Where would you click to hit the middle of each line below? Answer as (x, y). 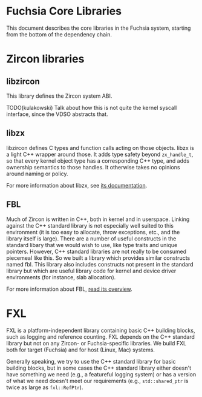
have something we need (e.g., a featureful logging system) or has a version (101, 374)
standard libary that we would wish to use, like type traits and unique (92, 245)
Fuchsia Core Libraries (64, 11)
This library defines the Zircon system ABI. (59, 96)
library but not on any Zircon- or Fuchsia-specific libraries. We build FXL (96, 343)
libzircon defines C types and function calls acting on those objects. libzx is (100, 148)
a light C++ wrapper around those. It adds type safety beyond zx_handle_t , (100, 154)
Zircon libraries (45, 59)
